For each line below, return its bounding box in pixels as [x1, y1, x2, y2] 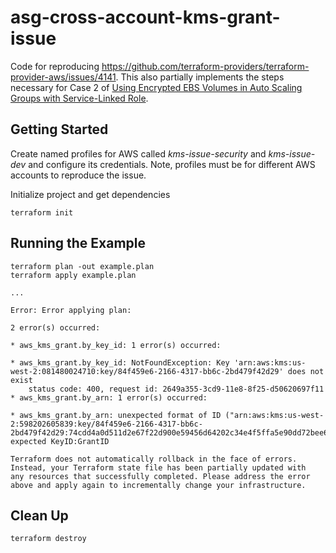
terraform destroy [10, 534, 87, 544]
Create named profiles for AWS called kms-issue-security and [10, 147, 267, 160]
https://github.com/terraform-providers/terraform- [101, 60, 310, 72]
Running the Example [10, 235, 147, 252]
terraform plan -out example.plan [10, 261, 155, 271]
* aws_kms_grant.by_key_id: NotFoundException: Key [10, 357, 230, 368]
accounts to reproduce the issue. [10, 169, 147, 181]
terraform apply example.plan [10, 270, 137, 280]
